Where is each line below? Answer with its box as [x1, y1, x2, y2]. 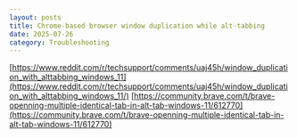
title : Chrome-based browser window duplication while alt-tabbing [9, 21, 266, 30]
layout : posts [9, 12, 62, 22]
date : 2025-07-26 [9, 29, 74, 38]
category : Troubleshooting [9, 37, 110, 47]
